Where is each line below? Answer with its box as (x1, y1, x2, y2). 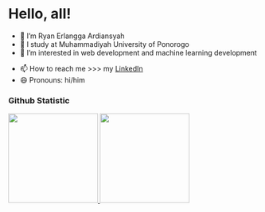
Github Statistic (8, 94, 70, 106)
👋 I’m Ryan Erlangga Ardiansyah (19, 31, 125, 40)
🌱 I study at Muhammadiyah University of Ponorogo (19, 39, 189, 48)
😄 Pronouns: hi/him (19, 75, 85, 84)
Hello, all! (8, 5, 72, 23)
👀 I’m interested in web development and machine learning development (19, 48, 257, 57)
